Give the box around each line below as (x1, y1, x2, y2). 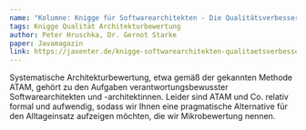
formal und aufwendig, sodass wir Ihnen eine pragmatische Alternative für (9, 101, 289, 112)
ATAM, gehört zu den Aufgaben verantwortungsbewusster (9, 82, 229, 93)
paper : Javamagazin (9, 38, 84, 48)
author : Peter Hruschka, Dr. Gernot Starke (9, 30, 178, 39)
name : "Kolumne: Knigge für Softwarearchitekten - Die (9, 13, 222, 23)
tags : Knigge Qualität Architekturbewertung (9, 22, 181, 31)
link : (9, 47, 30, 56)
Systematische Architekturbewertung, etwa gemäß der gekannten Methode (9, 72, 293, 83)
